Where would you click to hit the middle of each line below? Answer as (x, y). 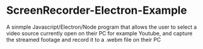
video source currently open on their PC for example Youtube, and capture (99, 33)
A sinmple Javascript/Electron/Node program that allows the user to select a (101, 27)
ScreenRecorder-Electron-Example (97, 10)
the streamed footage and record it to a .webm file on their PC (84, 39)
